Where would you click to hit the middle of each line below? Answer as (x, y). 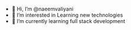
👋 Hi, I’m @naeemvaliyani (42, 9)
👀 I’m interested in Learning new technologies (67, 15)
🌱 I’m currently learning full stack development (68, 21)
